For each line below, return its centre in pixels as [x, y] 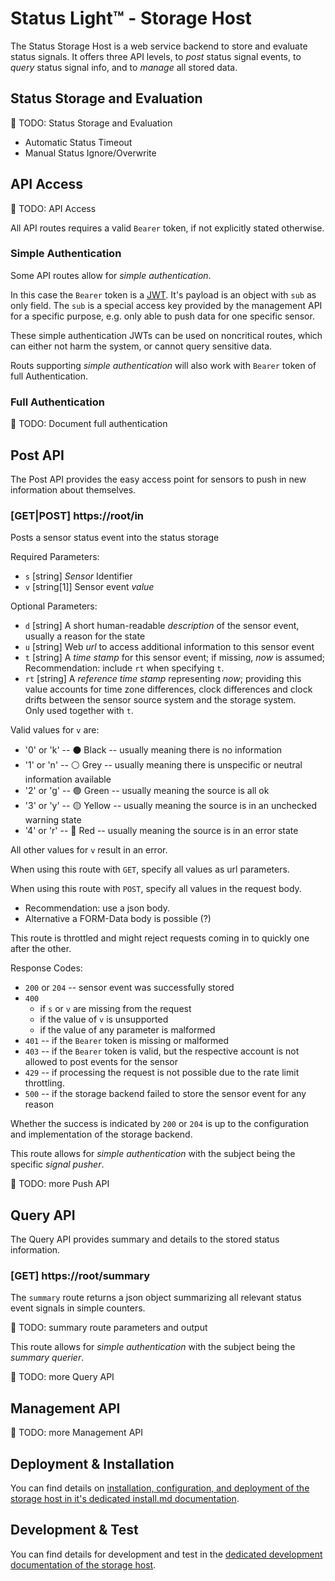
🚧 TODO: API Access [53, 208]
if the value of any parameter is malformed [127, 1030]
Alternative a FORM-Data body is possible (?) [118, 919]
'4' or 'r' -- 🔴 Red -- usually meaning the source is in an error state [161, 831]
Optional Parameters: [54, 606]
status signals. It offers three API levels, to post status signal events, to [156, 56]
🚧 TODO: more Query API [62, 1377]
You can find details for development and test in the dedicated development [166, 1554]
